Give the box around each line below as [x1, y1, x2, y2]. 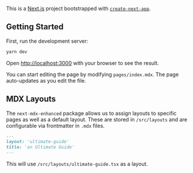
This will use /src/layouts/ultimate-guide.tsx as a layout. [6, 161, 148, 167]
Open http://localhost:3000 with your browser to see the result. [6, 59, 160, 66]
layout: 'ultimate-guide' [6, 139, 69, 145]
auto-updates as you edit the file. [6, 77, 86, 84]
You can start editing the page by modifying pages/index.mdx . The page [6, 70, 179, 78]
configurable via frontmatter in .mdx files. [6, 122, 105, 129]
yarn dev [6, 49, 28, 55]
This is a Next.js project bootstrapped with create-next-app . [6, 5, 151, 12]
